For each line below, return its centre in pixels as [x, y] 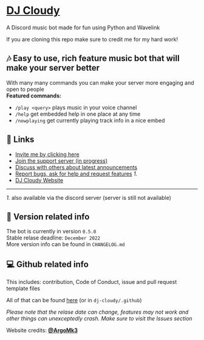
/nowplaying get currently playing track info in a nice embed [90, 120]
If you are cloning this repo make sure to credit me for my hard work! [92, 39]
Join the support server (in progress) [61, 161]
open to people [25, 89]
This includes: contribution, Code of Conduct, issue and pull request [92, 282]
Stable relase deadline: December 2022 [53, 238]
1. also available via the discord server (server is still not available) [89, 197]
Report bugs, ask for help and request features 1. [76, 174]
